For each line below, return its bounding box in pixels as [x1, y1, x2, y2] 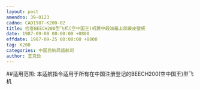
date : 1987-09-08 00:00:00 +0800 [6, 31, 90, 37]
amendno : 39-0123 [6, 14, 50, 20]
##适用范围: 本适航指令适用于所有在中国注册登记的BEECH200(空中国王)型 [6, 70, 189, 77]
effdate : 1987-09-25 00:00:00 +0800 [6, 36, 98, 42]
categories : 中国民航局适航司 [6, 48, 75, 54]
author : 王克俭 [6, 53, 41, 59]
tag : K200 [6, 42, 31, 48]
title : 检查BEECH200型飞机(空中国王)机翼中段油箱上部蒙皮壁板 [6, 25, 146, 32]
